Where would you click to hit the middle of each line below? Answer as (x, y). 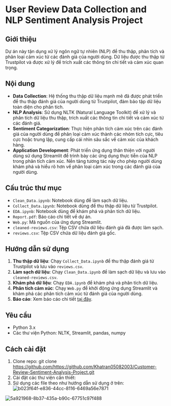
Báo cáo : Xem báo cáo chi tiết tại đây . (53, 299)
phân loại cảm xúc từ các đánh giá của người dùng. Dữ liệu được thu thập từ (85, 57)
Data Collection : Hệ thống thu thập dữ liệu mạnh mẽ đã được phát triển (88, 96)
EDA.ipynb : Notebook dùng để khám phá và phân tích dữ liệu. (77, 211)
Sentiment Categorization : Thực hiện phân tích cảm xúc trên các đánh (88, 128)
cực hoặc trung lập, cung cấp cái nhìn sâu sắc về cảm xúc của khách (86, 139)
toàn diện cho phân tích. (38, 107)
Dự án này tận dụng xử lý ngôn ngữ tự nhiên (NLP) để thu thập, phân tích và (85, 51)
